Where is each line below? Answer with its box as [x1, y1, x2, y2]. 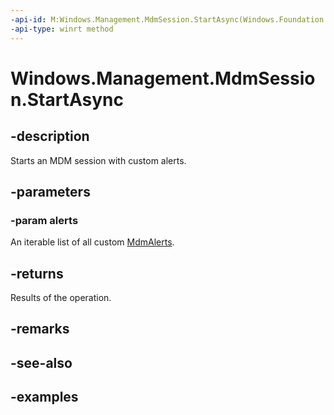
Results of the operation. [10, 292, 112, 303]
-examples [10, 389, 79, 406]
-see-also [10, 354, 73, 371]
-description [10, 128, 90, 145]
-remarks [10, 321, 70, 338]
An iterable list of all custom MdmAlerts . [10, 236, 175, 248]
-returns [10, 265, 64, 282]
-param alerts [10, 213, 79, 227]
